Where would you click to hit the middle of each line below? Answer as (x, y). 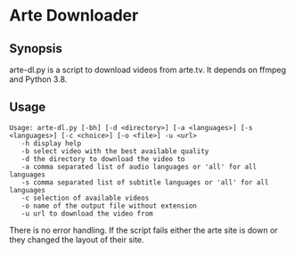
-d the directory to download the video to (103, 159)
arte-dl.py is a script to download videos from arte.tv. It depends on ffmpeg (148, 70)
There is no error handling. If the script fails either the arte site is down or (143, 230)
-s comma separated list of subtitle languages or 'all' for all (145, 182)
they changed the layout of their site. (77, 239)
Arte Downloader (74, 16)
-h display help (51, 143)
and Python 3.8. (38, 79)
